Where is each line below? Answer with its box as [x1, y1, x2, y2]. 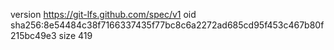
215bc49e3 [10, 30, 57, 41]
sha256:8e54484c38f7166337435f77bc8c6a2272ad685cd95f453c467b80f [10, 19, 325, 31]
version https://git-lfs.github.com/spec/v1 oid [10, 9, 197, 20]
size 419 [58, 30, 93, 41]
